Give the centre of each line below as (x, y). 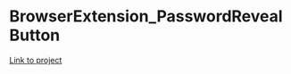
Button (35, 35)
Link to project (36, 60)
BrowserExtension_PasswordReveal (146, 16)
